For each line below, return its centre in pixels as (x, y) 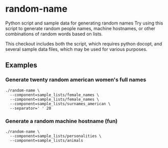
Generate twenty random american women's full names (76, 80)
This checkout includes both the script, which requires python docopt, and (84, 43)
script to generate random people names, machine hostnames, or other (80, 28)
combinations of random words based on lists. (54, 34)
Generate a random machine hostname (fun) (62, 121)
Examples (21, 65)
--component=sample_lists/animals (46, 140)
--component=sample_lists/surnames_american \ (60, 104)
